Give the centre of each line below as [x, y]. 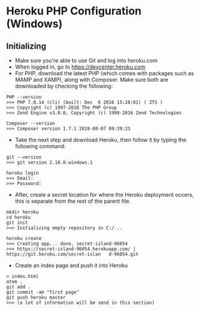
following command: [40, 146]
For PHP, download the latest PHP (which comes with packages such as [105, 73]
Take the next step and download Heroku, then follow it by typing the [101, 140]
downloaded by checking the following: [64, 86]
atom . [14, 282]
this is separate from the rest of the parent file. [73, 201]
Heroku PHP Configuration [74, 11]
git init [17, 223]
